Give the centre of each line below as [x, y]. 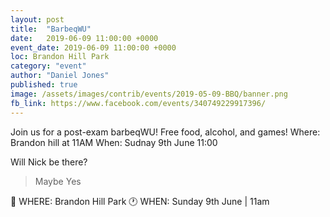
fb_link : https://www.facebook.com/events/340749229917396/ [138, 103]
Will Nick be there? [49, 162]
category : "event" [48, 66]
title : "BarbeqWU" [51, 29]
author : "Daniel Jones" [60, 76]
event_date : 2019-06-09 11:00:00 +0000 [93, 47]
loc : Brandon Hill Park [60, 57]
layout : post [37, 19]
